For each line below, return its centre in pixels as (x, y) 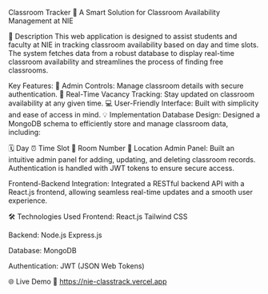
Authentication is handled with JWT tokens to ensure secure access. (121, 168)
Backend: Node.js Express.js (55, 235)
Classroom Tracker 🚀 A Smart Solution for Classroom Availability (114, 12)
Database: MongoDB (43, 250)
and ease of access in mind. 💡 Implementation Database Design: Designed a (134, 115)
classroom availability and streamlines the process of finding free (116, 62)
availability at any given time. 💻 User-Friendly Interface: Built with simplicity (134, 103)
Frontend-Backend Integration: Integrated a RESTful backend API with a (126, 183)
